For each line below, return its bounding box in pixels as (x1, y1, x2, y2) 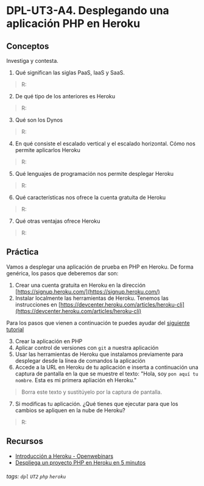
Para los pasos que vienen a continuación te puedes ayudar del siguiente (6, 319, 190, 327)
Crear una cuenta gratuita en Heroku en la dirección (15, 281, 146, 289)
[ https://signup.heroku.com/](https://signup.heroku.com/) (15, 288, 160, 295)
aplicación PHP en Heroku (6, 16, 141, 31)
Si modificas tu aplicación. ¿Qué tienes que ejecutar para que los (15, 400, 178, 407)
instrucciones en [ (15, 300, 61, 308)
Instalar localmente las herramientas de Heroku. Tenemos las (15, 294, 169, 302)
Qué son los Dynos (15, 117, 63, 123)
